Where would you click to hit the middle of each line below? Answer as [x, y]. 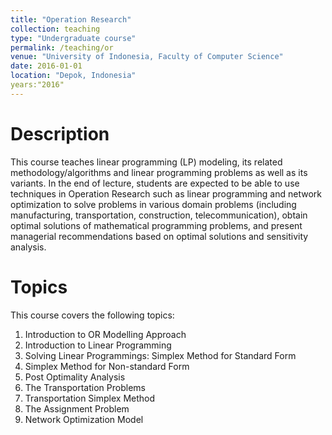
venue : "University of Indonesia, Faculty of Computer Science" [147, 57]
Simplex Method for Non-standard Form [107, 366]
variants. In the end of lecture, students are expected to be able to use [155, 183]
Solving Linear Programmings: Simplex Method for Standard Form [160, 355]
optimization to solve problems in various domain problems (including [153, 204]
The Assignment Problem [77, 408]
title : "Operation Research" [71, 19]
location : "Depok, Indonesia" [73, 76]
